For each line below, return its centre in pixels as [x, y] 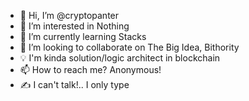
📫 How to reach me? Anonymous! [90, 69]
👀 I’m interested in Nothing [74, 26]
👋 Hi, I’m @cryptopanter [69, 15]
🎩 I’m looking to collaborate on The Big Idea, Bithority [129, 47]
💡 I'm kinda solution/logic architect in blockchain [120, 58]
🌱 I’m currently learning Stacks [83, 36]
